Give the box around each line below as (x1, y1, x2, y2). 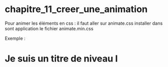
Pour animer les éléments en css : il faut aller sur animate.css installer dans (5, 20, 163, 26)
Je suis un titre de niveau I (5, 53, 118, 64)
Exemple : (5, 35, 26, 41)
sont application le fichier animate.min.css (5, 25, 94, 31)
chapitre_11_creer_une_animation (5, 4, 148, 15)
